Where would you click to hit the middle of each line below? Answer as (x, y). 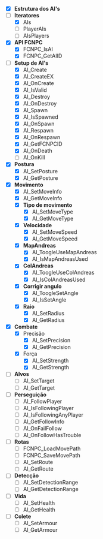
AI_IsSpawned (41, 117)
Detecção (26, 475)
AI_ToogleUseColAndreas (63, 273)
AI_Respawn (38, 131)
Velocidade (38, 225)
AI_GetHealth (39, 510)
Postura (24, 164)
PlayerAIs (35, 29)
